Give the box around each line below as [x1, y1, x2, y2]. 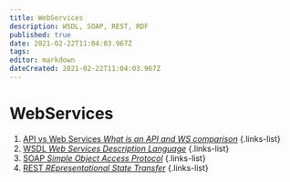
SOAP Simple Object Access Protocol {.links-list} [22, 152, 207, 164]
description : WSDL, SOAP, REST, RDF [9, 22, 149, 31]
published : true [9, 30, 71, 39]
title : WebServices [9, 13, 84, 23]
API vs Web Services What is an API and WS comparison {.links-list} [22, 133, 281, 144]
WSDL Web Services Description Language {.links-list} [22, 143, 230, 154]
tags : [9, 47, 30, 56]
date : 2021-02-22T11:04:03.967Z [9, 38, 132, 48]
